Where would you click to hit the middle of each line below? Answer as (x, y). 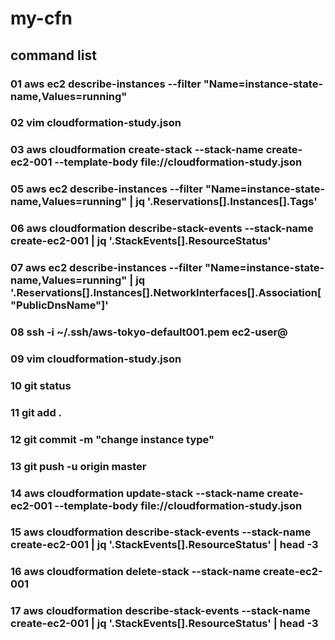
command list (53, 55)
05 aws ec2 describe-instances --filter (107, 189)
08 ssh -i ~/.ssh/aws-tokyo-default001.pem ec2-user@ (149, 332)
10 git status (41, 385)
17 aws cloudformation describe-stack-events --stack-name (160, 611)
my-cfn (41, 18)
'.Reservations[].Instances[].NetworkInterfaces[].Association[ (166, 293)
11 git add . (36, 412)
